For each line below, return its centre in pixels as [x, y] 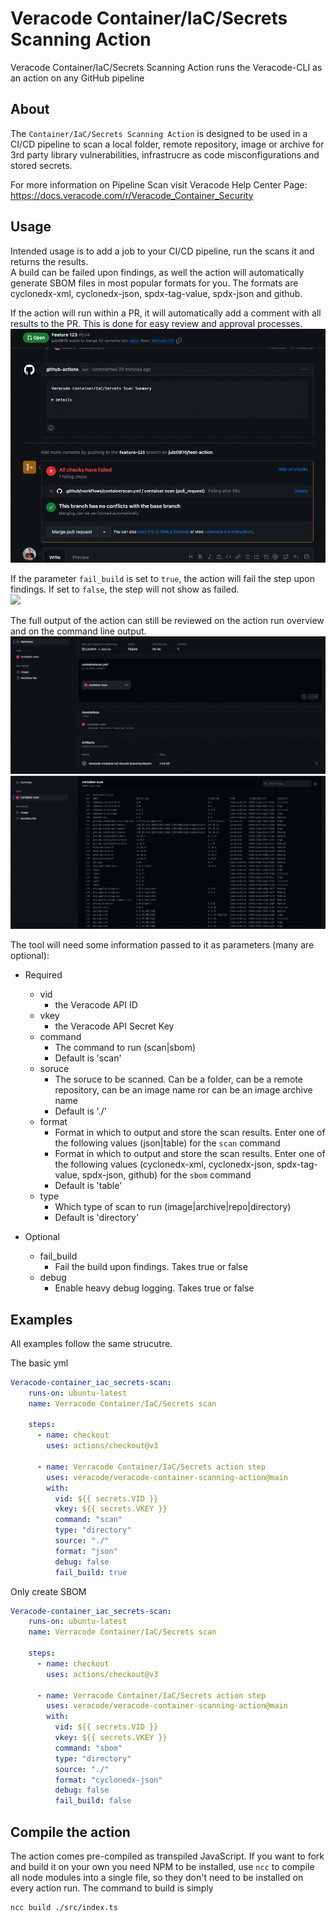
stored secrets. [41, 165]
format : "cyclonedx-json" [108, 1780]
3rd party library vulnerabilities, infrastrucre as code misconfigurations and [165, 154]
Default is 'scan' [88, 1058]
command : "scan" [88, 1520]
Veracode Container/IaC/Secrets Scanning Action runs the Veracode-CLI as [166, 67]
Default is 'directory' [97, 1218]
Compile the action [70, 1832]
